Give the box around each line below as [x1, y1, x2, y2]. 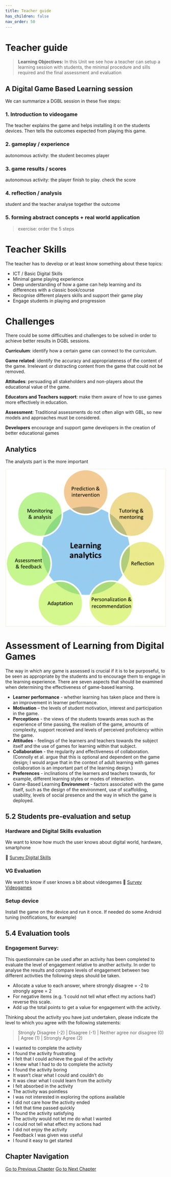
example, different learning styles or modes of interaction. [12, 775, 135, 782]
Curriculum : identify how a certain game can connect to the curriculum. [5, 348, 157, 354]
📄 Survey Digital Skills [5, 854, 51, 860]
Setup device [5, 897, 39, 904]
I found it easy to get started [12, 1137, 72, 1143]
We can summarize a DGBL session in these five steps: [5, 98, 121, 104]
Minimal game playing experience [12, 276, 84, 282]
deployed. [12, 797, 34, 804]
